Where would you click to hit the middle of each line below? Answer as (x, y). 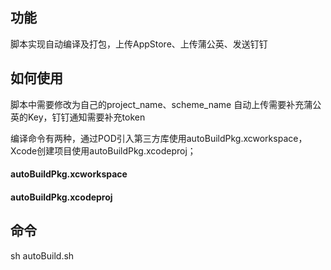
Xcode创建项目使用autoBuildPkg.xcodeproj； (103, 150)
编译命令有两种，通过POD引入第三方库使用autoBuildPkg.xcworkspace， (159, 138)
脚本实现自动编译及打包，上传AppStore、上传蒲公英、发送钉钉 (139, 44)
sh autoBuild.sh (42, 255)
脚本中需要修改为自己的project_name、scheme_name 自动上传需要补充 (157, 104)
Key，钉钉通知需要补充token (86, 117)
